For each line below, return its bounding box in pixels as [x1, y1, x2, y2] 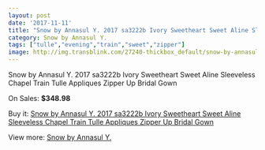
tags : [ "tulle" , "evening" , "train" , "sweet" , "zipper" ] [8, 41, 185, 49]
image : [8, 48, 30, 56]
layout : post [8, 11, 51, 20]
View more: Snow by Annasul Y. [8, 133, 112, 142]
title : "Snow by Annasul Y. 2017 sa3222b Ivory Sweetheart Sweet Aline [8, 26, 248, 34]
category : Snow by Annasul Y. [8, 33, 108, 42]
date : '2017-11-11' [8, 19, 73, 27]
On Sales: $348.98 [8, 94, 71, 103]
